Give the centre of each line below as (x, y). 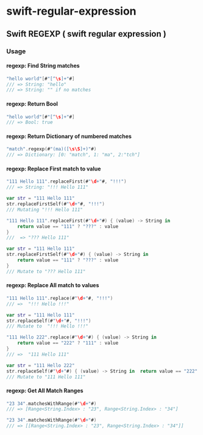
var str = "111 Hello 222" (41, 365)
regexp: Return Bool (32, 104)
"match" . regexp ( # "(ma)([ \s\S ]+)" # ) (52, 149)
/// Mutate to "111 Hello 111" (46, 377)
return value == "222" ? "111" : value (68, 343)
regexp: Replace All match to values (53, 285)
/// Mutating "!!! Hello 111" (45, 210)
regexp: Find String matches (43, 66)
